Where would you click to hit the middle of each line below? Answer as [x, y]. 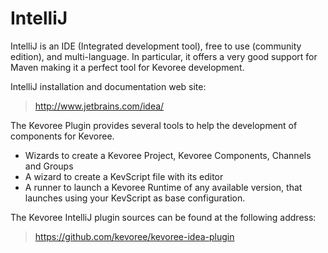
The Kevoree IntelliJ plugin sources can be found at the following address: [163, 217]
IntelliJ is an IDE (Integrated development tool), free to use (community [156, 46]
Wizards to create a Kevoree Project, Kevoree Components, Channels [168, 155]
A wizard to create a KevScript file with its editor [124, 176]
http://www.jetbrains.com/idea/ [99, 106]
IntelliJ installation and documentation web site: [108, 86]
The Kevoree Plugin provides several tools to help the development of [154, 125]
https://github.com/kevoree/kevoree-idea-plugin [134, 236]
